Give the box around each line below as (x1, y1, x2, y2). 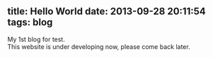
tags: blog (7, 17, 53, 29)
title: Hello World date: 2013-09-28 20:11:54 (7, 6, 207, 17)
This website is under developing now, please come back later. (7, 42, 190, 51)
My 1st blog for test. (7, 35, 65, 43)
